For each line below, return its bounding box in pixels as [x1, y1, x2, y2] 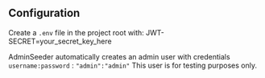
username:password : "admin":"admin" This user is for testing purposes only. [8, 60, 258, 70]
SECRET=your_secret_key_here [8, 36, 112, 46]
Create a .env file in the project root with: [8, 27, 145, 37]
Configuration [8, 6, 81, 20]
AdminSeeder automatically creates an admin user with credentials [8, 51, 231, 61]
